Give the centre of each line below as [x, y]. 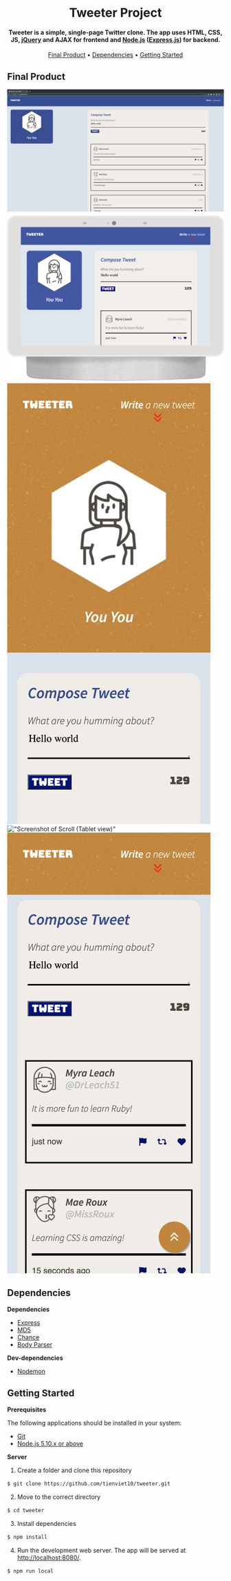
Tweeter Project [115, 13]
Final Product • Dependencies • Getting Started [115, 55]
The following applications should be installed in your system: [95, 1423]
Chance [28, 1337]
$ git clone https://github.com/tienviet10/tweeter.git [89, 1484]
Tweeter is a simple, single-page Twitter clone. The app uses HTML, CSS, [115, 32]
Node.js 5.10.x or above [50, 1444]
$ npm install [27, 1537]
